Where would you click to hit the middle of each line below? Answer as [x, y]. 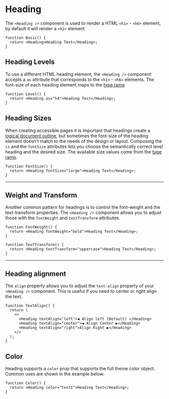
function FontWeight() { [31, 227]
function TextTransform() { [35, 245]
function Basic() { [26, 38]
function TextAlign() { [30, 306]
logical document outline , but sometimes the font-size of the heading [77, 136]
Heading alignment [36, 273]
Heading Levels [30, 62]
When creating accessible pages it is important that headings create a [78, 130]
